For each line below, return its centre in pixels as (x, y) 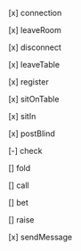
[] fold (20, 168)
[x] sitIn (22, 116)
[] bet (18, 202)
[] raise (21, 220)
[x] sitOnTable (34, 99)
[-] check (25, 151)
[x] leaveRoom (35, 30)
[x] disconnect (35, 47)
